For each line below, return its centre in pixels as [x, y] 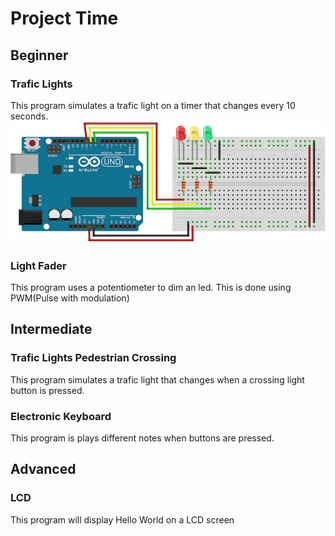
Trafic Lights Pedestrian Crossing [93, 358]
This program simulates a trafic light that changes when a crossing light [157, 379]
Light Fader [38, 265]
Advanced [43, 469]
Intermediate [51, 329]
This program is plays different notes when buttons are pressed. [142, 438]
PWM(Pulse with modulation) [70, 298]
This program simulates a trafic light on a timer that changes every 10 [153, 105]
